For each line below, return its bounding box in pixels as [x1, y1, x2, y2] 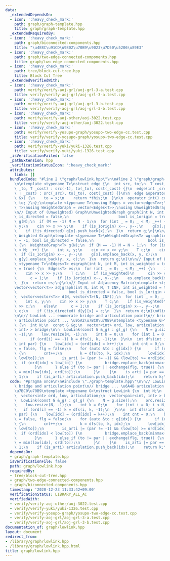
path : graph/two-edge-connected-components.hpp [14, 54, 116, 60]
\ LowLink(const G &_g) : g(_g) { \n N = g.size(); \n [14, 398, 137, 403]
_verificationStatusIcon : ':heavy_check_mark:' [10, 162, 112, 167]
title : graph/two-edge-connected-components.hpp [14, 59, 119, 64]
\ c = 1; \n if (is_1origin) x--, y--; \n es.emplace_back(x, [14, 275, 168, 281]
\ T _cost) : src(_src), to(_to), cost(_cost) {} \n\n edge [14, 191, 144, 196]
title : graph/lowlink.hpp [5, 548, 60, 553]
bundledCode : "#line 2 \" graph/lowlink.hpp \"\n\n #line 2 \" [10, 177, 139, 182]
